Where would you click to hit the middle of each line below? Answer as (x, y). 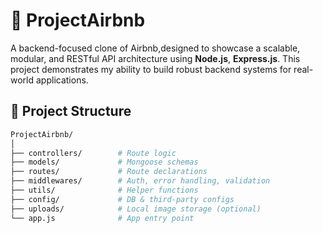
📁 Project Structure (71, 111)
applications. (62, 80)
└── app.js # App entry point (102, 218)
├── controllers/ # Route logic (93, 153)
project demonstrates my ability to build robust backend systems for (151, 69)
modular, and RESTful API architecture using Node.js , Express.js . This (155, 58)
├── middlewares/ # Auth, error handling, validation (140, 181)
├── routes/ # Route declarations (109, 172)
